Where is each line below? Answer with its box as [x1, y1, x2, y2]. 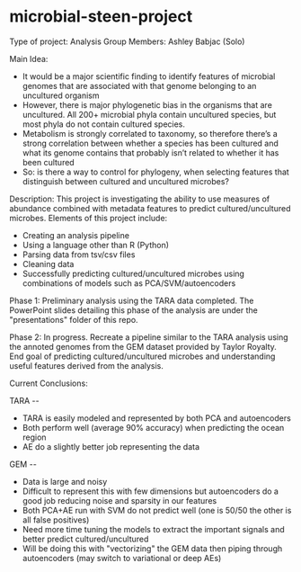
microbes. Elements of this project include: [9, 212, 168, 223]
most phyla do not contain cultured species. [22, 119, 186, 130]
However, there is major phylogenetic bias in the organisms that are [22, 99, 272, 110]
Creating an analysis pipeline [22, 229, 130, 240]
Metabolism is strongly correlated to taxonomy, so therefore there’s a [22, 128, 278, 139]
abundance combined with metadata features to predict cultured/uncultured [9, 202, 291, 213]
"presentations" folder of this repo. [9, 314, 138, 325]
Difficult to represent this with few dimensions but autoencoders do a [22, 486, 279, 496]
